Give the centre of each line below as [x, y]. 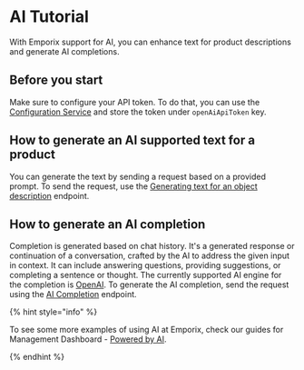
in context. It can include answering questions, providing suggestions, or [145, 265]
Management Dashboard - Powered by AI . [88, 339]
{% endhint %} [37, 357]
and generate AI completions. [64, 51]
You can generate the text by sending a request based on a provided [137, 176]
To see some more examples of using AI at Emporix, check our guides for [147, 330]
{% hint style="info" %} [54, 312]
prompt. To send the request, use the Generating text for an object [134, 186]
